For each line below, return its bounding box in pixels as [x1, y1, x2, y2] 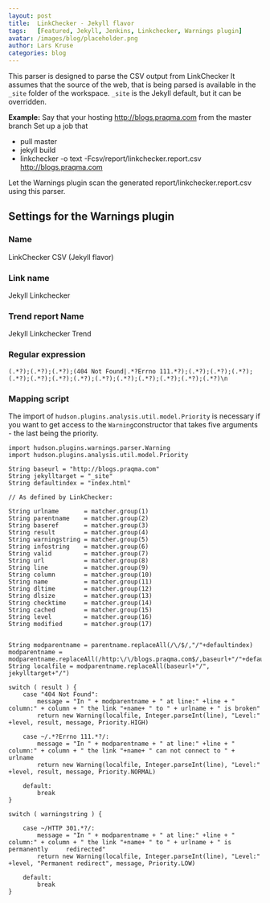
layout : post [8, 11, 52, 20]
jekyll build [19, 146, 56, 155]
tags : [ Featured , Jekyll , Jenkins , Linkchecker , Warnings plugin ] [8, 27, 243, 35]
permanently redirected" [8, 845, 106, 853]
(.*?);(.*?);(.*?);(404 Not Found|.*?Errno [8, 367, 157, 375]
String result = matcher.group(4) [8, 528, 149, 536]
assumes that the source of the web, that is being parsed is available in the [8, 80, 256, 89]
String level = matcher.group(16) [8, 612, 153, 621]
